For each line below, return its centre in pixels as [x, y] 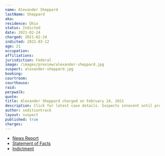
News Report [26, 138]
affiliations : [20, 55]
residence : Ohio [22, 23]
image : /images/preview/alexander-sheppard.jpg [55, 64]
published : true [22, 119]
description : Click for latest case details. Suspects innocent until [79, 106]
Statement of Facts [31, 143]
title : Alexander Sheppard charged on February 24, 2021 [65, 101]
